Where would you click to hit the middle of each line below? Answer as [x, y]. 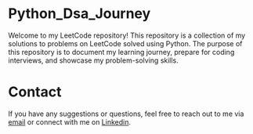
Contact [35, 92]
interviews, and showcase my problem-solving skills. [93, 60]
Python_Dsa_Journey [80, 14]
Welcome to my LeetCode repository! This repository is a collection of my [127, 35]
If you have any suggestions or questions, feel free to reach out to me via [126, 114]
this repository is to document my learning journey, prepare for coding [121, 52]
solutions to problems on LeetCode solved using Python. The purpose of [125, 43]
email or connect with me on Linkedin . [70, 121]
